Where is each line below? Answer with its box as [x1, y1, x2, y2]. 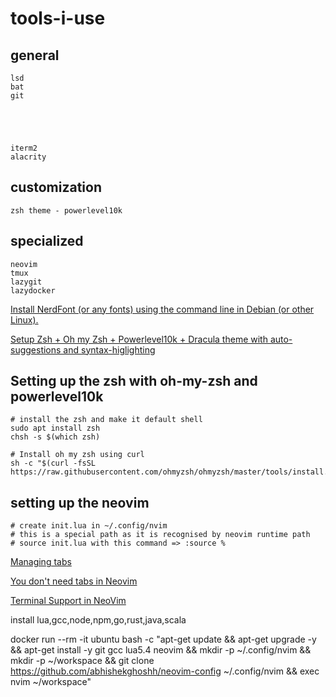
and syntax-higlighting [63, 343, 156, 356]
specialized [10, 233, 84, 250]
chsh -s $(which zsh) [10, 432, 101, 442]
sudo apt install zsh [10, 423, 101, 434]
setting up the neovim [10, 494, 150, 511]
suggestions [10, 343, 62, 356]
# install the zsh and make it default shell [10, 415, 203, 425]
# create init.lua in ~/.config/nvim [10, 521, 168, 531]
